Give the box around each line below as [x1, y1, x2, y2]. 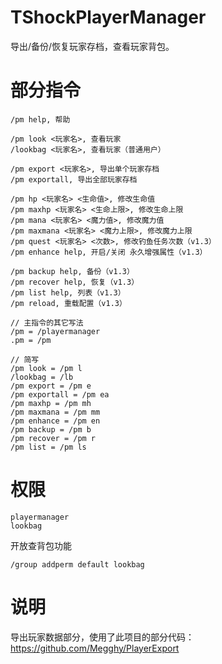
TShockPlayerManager [10, 6, 207, 29]
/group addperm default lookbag [10, 559, 145, 570]
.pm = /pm [10, 335, 52, 345]
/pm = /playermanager [10, 326, 101, 336]
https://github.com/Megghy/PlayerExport [10, 642, 180, 654]
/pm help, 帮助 [10, 114, 71, 125]
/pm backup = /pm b [10, 424, 92, 435]
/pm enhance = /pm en [10, 416, 101, 426]
